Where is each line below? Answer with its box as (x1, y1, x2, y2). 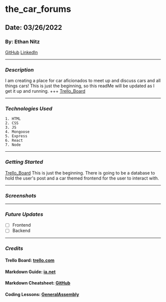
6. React (5, 138, 23, 143)
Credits (5, 245, 23, 252)
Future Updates (5, 211, 43, 218)
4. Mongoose (5, 129, 30, 134)
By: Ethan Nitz (5, 38, 40, 45)
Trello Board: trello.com (5, 257, 55, 263)
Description (5, 66, 34, 73)
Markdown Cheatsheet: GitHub (5, 280, 71, 286)
